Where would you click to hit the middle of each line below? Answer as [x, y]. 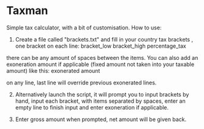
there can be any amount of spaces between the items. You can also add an [102, 57]
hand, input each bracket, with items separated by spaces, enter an [100, 101]
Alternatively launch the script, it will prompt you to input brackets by [102, 94]
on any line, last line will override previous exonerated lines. [81, 83]
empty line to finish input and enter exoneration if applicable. [92, 107]
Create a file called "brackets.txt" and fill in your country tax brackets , [104, 39]
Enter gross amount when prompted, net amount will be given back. [101, 119]
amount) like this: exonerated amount [53, 70]
